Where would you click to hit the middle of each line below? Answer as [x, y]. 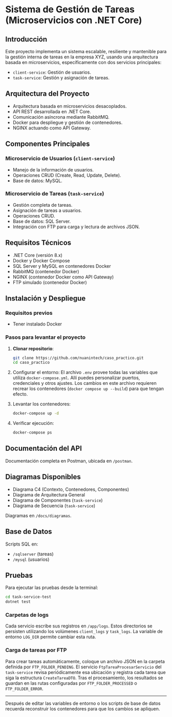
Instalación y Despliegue [46, 298]
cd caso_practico [31, 363]
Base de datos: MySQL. [37, 181]
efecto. [20, 394]
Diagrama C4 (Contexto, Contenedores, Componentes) [71, 489]
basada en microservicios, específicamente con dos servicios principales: [83, 62]
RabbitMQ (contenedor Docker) [46, 271]
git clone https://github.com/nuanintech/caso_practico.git [78, 358]
